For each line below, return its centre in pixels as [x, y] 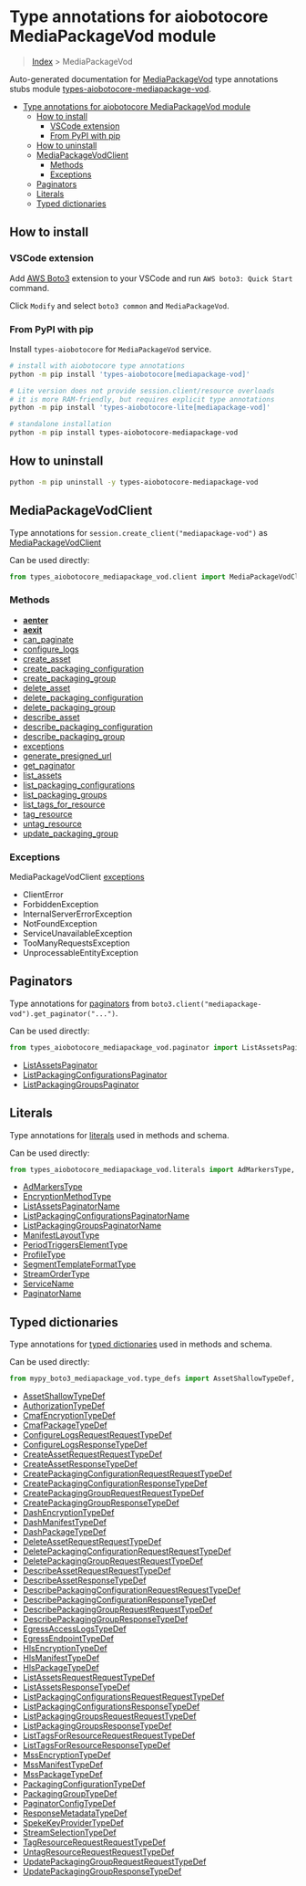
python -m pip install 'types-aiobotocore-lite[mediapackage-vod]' [140, 408]
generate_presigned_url [67, 756]
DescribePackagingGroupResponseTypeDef [105, 1619]
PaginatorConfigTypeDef [69, 1804]
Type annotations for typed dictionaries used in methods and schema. [141, 1345]
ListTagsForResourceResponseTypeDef [97, 1745]
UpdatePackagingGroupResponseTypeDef [102, 1871]
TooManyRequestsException [76, 943]
